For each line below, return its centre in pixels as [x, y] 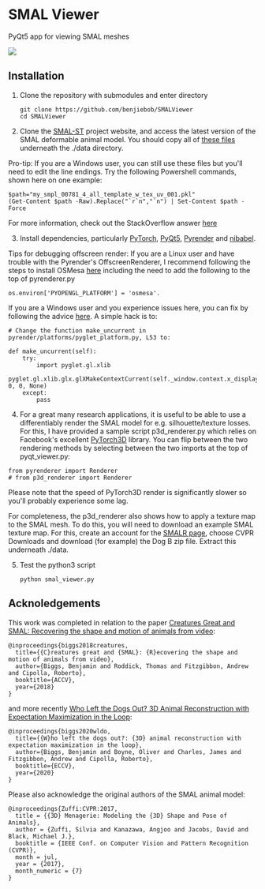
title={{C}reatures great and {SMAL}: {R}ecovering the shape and [127, 652]
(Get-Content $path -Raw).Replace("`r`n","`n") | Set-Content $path [123, 201]
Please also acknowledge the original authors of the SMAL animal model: [127, 794]
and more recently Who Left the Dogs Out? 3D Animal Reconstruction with [129, 708]
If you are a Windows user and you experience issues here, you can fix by [128, 308]
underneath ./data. [39, 550]
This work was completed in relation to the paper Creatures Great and [121, 622]
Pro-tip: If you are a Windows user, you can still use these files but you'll [125, 163]
